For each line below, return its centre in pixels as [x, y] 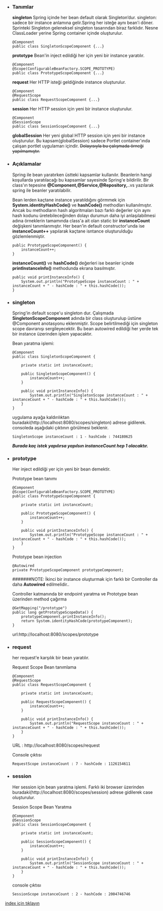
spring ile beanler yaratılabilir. [42, 190]
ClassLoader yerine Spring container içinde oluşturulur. [68, 33]
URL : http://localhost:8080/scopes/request [56, 745]
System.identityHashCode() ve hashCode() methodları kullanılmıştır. [82, 205]
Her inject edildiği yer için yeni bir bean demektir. [61, 469]
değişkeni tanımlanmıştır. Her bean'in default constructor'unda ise [78, 226]
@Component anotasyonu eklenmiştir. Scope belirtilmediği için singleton [85, 323]
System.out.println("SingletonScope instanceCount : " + [89, 395]
